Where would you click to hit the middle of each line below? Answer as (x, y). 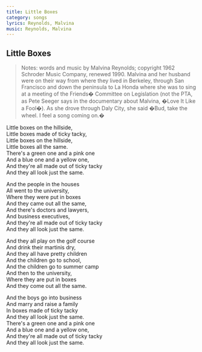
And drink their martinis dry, (41, 247)
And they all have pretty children (47, 254)
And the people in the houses (43, 184)
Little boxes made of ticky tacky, (47, 134)
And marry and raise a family (42, 304)
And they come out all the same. (47, 286)
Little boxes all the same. (37, 147)
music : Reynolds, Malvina (39, 29)
